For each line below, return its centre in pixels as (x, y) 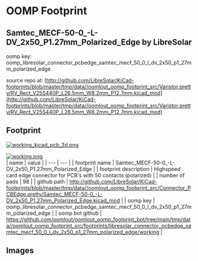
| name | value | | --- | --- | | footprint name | (60, 163)
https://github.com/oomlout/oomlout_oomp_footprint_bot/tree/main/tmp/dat (98, 219)
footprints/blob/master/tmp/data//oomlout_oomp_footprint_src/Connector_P (98, 187)
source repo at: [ (26, 80)
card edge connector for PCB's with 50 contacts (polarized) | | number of (95, 175)
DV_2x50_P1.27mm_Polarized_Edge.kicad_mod (63, 200)
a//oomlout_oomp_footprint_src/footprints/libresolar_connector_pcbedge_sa (99, 225)
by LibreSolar (167, 42)
